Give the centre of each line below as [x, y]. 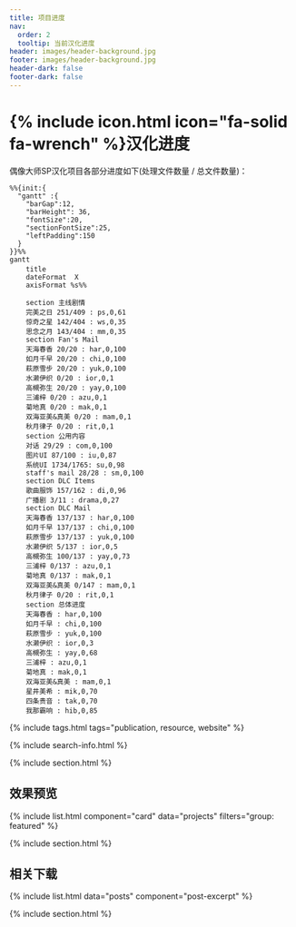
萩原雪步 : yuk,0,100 [64, 633]
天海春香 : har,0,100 [64, 614]
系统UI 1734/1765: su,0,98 [75, 465]
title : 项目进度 [37, 18]
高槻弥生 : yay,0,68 [62, 653]
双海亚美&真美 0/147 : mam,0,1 [81, 585]
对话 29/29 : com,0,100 [69, 446]
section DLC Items [60, 481]
